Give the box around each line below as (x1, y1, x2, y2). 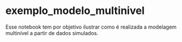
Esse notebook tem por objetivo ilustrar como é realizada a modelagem (5, 23, 177, 30)
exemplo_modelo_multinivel (5, 4, 145, 17)
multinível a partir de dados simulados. (5, 29, 99, 36)
